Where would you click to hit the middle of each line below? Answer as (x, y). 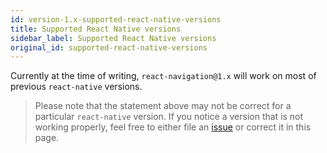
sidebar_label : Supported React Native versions (113, 38)
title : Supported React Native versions (96, 29)
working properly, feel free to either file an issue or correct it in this (173, 127)
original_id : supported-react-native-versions (109, 47)
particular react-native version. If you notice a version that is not (169, 117)
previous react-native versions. (76, 87)
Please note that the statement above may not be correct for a (163, 106)
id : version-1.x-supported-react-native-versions (116, 19)
